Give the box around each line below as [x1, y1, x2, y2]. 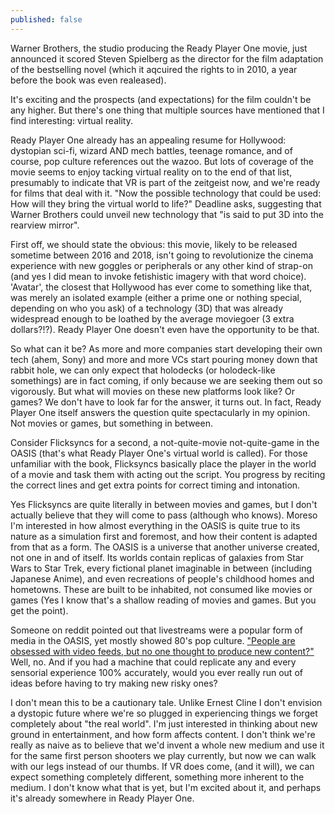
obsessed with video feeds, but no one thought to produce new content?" [10, 645, 315, 657]
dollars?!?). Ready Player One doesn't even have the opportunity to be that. [10, 323, 320, 335]
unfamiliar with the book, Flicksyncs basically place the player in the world [10, 457, 317, 470]
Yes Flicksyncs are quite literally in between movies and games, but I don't [10, 498, 318, 510]
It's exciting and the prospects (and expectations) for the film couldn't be [10, 93, 312, 105]
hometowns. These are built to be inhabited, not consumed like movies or [10, 583, 313, 595]
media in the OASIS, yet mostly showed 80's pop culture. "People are [10, 634, 296, 646]
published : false [10, 14, 83, 25]
